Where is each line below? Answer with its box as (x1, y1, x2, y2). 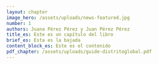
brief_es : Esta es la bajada (6, 37, 81, 43)
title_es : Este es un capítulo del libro (6, 32, 114, 38)
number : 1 (6, 20, 32, 26)
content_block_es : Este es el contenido (6, 43, 111, 49)
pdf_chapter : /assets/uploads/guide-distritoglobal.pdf (6, 49, 152, 55)
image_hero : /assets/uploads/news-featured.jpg (6, 15, 130, 21)
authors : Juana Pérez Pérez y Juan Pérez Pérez (6, 26, 130, 32)
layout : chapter (6, 9, 48, 15)
